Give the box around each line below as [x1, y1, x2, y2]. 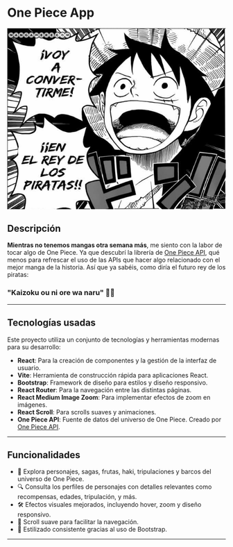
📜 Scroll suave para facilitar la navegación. [17, 518, 139, 526]
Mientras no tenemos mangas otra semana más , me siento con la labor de [7, 241, 223, 249]
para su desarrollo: [7, 342, 61, 351]
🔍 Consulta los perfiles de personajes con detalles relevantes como [17, 482, 212, 491]
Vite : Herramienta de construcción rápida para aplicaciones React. [17, 371, 209, 379]
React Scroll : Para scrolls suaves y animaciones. [17, 407, 157, 416]
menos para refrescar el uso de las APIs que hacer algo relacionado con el [7, 255, 221, 264]
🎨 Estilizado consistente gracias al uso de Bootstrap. [17, 525, 168, 534]
